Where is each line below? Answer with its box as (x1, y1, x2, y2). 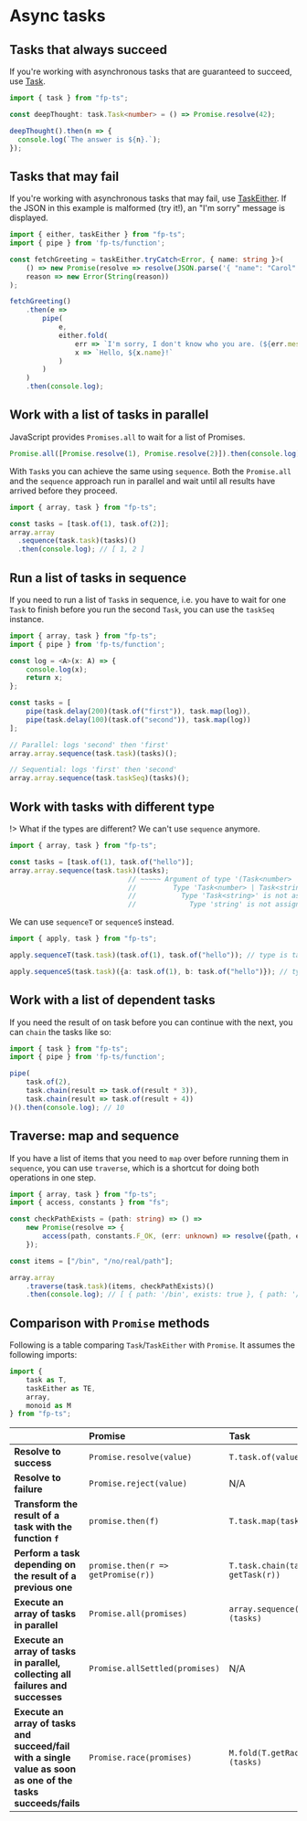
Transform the (14, 1498, 79, 1510)
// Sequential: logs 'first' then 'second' (9, 765, 178, 775)
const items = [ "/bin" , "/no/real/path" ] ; (9, 1256, 174, 1265)
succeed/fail (14, 1740, 70, 1752)
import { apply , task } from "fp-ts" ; (9, 934, 157, 944)
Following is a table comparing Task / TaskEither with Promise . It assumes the (9, 1339, 295, 1350)
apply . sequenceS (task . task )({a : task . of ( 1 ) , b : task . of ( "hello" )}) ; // (9, 967, 289, 976)
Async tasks (9, 5, 106, 26)
